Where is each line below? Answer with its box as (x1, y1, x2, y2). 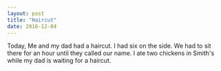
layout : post (7, 10, 45, 17)
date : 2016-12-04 (7, 23, 57, 30)
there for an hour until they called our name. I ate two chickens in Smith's (7, 49, 215, 57)
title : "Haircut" (7, 17, 57, 23)
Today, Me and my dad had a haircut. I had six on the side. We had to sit (7, 42, 211, 50)
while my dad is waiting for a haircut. (7, 57, 112, 65)
